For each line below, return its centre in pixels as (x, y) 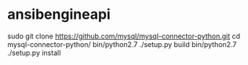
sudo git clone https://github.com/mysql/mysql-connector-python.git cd (124, 36)
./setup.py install (34, 52)
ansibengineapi (59, 14)
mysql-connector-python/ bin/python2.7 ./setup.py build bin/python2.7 (122, 44)
